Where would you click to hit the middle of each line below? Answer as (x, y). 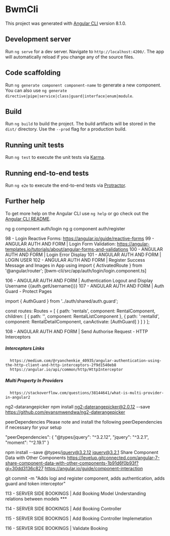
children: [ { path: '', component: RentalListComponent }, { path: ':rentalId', (82, 316)
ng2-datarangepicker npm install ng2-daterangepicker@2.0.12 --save (78, 406)
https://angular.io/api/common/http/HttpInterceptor (67, 369)
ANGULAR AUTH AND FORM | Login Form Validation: (61, 243)
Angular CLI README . (28, 219)
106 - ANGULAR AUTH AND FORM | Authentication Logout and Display (79, 280)
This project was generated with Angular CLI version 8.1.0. (66, 23)
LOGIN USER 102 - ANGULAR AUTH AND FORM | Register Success (75, 260)
